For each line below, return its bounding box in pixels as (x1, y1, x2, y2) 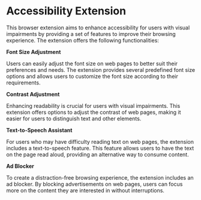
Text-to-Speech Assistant (6, 126, 73, 134)
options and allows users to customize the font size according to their (6, 72, 178, 80)
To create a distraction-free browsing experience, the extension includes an (6, 174, 194, 181)
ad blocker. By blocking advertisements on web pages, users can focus (6, 180, 183, 187)
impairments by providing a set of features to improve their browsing (6, 30, 176, 37)
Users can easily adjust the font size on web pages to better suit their (6, 60, 178, 67)
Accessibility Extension (6, 4, 127, 18)
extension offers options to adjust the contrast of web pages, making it (6, 108, 181, 116)
